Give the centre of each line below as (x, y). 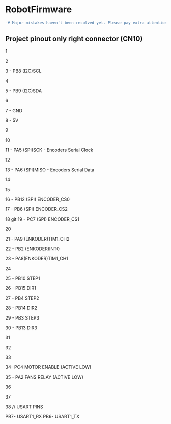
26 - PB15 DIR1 (21, 288)
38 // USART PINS (24, 407)
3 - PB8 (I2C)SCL (23, 71)
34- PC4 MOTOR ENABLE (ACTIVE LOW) (48, 367)
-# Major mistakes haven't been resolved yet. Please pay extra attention (86, 23)
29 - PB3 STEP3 (22, 317)
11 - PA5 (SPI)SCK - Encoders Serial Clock (49, 150)
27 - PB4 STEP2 (22, 298)
